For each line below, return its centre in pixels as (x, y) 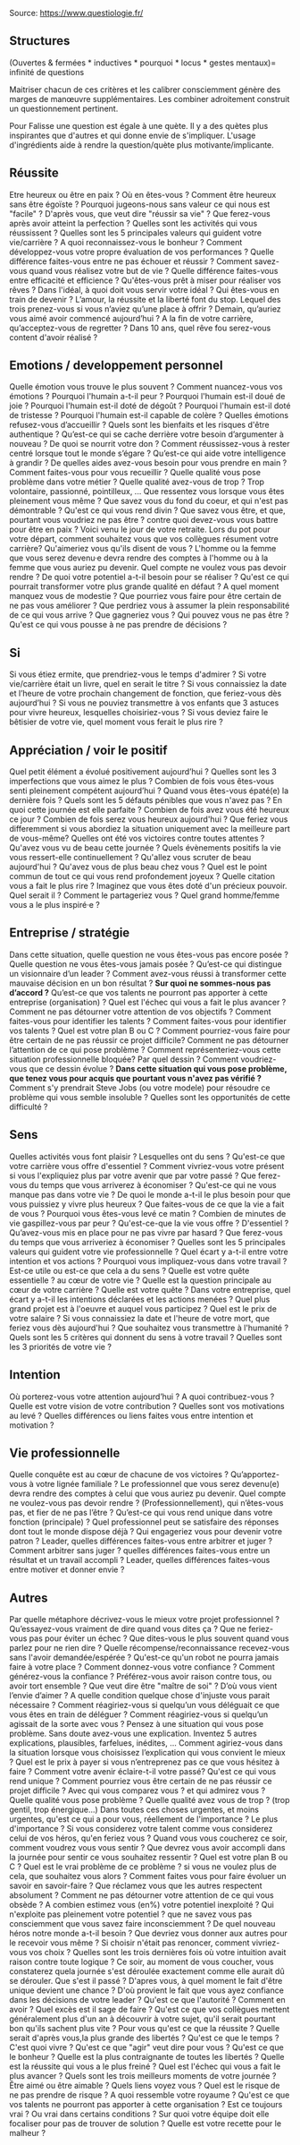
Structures (40, 41)
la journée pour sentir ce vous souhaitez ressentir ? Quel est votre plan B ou (149, 1858)
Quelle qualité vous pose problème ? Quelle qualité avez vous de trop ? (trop (150, 1800)
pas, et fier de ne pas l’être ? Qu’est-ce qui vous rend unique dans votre (141, 1513)
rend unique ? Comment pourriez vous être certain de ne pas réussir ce (141, 1782)
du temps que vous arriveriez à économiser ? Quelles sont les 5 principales (147, 1242)
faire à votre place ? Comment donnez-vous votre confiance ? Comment (142, 1667)
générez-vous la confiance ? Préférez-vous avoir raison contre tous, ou (141, 1677)
